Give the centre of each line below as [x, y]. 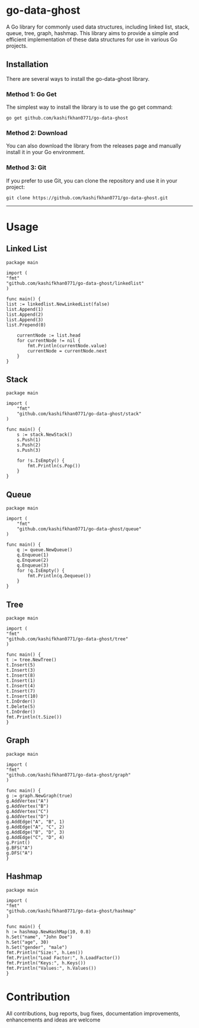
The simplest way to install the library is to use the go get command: [89, 107]
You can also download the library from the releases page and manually [94, 146]
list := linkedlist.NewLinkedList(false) [58, 304]
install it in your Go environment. [46, 152]
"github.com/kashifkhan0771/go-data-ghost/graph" [69, 775]
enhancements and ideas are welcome [53, 1020]
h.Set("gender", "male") [37, 947]
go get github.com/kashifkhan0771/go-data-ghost [67, 118]
